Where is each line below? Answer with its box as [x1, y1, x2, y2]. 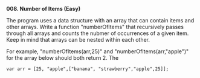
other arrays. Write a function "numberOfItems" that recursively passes [6, 24, 184, 30]
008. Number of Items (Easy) [6, 5, 80, 12]
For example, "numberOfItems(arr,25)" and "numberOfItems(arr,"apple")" [6, 48, 189, 55]
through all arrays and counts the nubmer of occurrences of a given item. [6, 30, 189, 37]
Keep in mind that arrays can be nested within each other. [6, 36, 150, 43]
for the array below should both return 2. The [6, 54, 119, 61]
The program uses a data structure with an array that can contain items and [6, 17, 195, 24]
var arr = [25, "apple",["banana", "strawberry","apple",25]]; [6, 66, 169, 72]
